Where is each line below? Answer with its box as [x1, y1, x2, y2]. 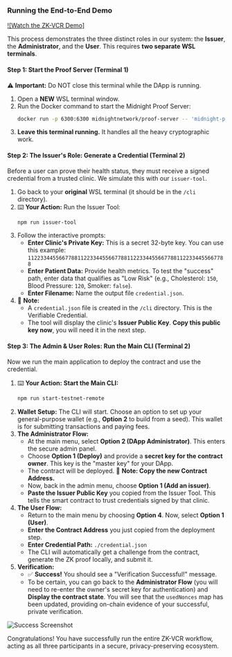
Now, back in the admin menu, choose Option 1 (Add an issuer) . [27, 481, 211, 489]
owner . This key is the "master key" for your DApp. [27, 459, 174, 467]
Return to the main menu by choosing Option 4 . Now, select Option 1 [27, 510, 224, 519]
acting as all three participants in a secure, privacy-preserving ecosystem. [7, 642, 220, 650]
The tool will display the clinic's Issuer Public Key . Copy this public [27, 318, 221, 327]
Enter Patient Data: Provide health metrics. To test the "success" [27, 267, 214, 275]
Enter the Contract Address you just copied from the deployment [27, 526, 215, 534]
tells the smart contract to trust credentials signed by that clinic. [27, 496, 210, 504]
